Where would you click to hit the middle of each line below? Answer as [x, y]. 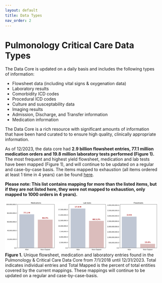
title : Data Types [24, 15]
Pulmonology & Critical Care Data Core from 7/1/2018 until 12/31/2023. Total [81, 260]
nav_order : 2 [18, 20]
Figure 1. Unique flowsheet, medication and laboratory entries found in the [80, 255]
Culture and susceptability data [43, 104]
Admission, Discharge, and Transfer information [60, 115]
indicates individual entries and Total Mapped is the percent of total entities [80, 265]
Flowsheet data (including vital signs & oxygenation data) [69, 84]
